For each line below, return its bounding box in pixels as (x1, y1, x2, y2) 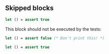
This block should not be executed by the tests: (5, 26, 102, 32)
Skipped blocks (5, 4, 54, 12)
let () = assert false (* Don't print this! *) (5, 36, 105, 41)
